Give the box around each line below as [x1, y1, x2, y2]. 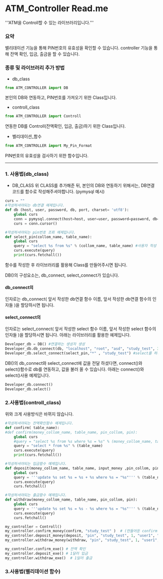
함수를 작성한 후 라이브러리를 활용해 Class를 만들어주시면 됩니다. [5, 261, 128, 268]
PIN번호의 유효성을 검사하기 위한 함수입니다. [5, 153, 89, 159]
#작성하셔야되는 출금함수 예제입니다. [5, 493, 67, 498]
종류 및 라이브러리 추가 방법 [5, 64, 65, 71]
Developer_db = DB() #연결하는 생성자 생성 [5, 342, 85, 347]
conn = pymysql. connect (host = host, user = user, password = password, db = [14, 216, 160, 222]
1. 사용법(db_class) [5, 171, 49, 178]
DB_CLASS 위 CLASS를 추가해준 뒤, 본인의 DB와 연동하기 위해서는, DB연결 [12, 183, 155, 188]
